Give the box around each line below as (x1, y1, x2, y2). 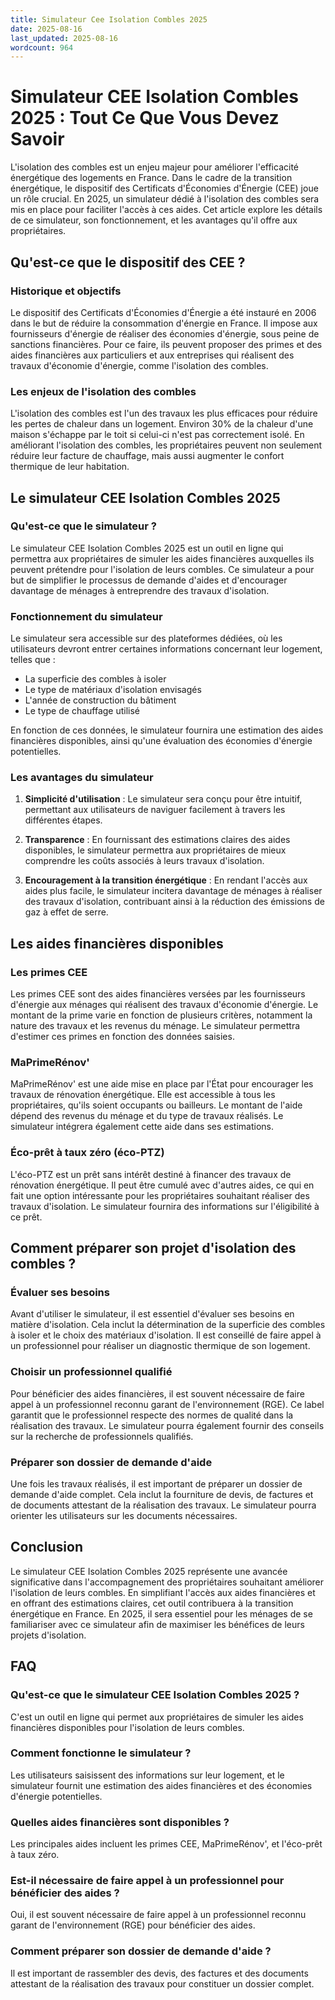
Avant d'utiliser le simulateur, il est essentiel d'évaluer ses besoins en (10, 1308, 295, 1320)
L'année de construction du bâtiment (24, 694, 177, 706)
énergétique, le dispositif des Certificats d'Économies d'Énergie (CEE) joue (10, 182, 319, 195)
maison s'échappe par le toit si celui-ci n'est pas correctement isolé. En (10, 429, 305, 441)
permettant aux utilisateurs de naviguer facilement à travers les (24, 804, 286, 816)
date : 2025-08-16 (10, 24, 83, 34)
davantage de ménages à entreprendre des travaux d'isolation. (10, 584, 270, 596)
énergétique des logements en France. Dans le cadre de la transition (10, 172, 293, 184)
